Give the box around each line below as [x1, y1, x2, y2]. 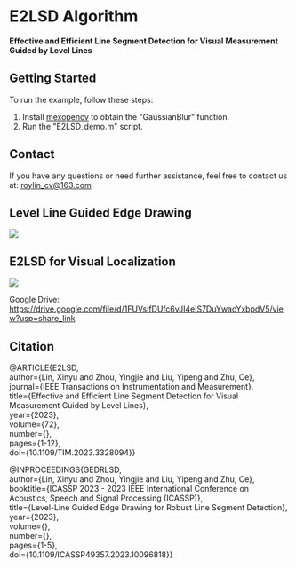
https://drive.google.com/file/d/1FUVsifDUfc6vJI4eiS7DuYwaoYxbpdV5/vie [9, 304, 284, 314]
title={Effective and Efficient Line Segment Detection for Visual [9, 390, 238, 401]
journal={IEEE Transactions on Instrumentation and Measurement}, [9, 382, 254, 391]
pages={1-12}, [9, 438, 61, 448]
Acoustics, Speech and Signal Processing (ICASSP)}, [9, 493, 204, 503]
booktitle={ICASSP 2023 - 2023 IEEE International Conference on [9, 484, 250, 493]
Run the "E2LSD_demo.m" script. [21, 121, 144, 131]
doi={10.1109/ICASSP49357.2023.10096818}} [9, 549, 173, 560]
